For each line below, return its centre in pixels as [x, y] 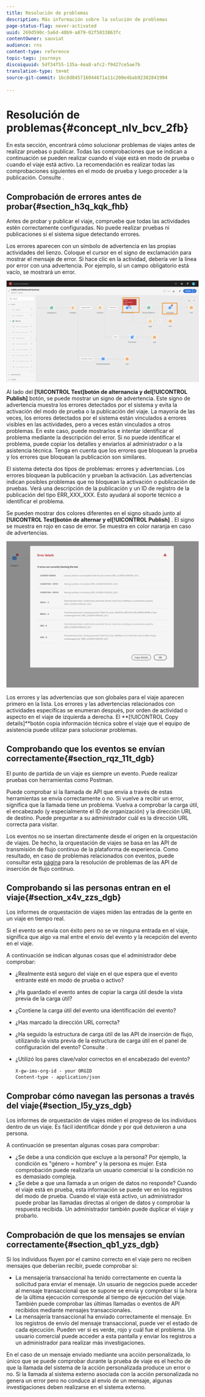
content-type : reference [38, 52]
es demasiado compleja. [46, 1177]
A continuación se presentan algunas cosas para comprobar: [83, 1145]
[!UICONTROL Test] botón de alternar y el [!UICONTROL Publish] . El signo [100, 520]
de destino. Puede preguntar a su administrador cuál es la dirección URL [98, 818]
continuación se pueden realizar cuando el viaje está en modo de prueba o [100, 158]
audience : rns [24, 45]
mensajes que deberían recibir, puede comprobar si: [72, 1265]
